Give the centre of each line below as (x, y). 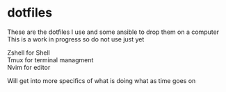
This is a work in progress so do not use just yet (76, 39)
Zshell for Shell (29, 53)
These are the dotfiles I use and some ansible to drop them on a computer (113, 32)
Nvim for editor (29, 67)
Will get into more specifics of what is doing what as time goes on (102, 80)
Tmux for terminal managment (50, 59)
